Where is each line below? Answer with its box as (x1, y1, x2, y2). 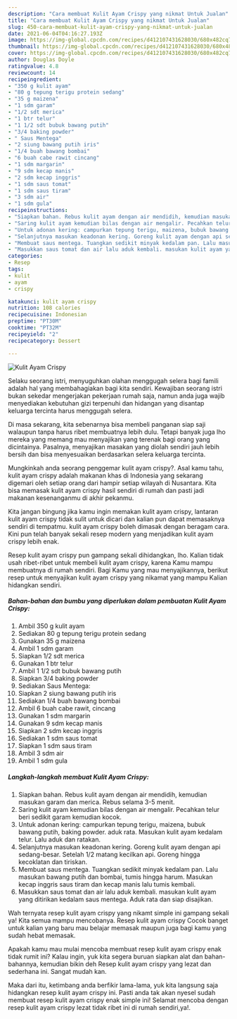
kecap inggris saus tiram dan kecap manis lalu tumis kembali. (18, 880, 196, 889)
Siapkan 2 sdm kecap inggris (18, 727, 103, 735)
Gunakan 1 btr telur (18, 659, 73, 668)
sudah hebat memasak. (8, 931, 76, 940)
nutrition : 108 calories (8, 304, 81, 312)
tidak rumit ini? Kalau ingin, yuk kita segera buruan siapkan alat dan (8, 952, 203, 961)
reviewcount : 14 (8, 69, 56, 76)
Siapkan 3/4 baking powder (18, 674, 99, 683)
